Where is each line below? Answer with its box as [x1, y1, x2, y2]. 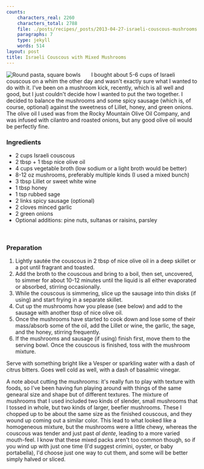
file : [17, 26, 32, 32]
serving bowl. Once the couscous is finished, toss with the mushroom [15, 342, 191, 349]
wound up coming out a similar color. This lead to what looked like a [6, 417, 177, 424]
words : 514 [17, 43, 45, 49]
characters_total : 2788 [17, 20, 78, 26]
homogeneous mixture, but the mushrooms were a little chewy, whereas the [6, 423, 197, 431]
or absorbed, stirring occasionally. [15, 283, 102, 291]
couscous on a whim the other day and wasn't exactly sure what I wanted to [6, 77, 198, 85]
